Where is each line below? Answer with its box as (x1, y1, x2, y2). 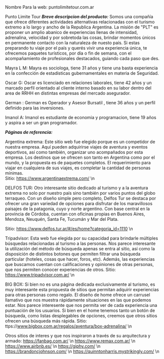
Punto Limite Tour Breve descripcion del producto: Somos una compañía (5, 14, 153, 19)
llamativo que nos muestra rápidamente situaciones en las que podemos (5, 297, 151, 303)
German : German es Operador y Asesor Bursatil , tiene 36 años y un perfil (5, 100, 156, 105)
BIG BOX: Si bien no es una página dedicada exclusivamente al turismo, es (5, 281, 155, 287)
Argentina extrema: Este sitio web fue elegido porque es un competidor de (5, 139, 156, 145)
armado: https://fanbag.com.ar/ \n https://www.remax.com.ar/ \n (5, 338, 136, 344)
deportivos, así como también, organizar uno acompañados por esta (5, 150, 143, 155)
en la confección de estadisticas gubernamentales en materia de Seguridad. (5, 70, 159, 76)
